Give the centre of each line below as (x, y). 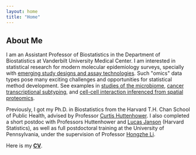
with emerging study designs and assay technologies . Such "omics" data (94, 73)
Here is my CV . (24, 146)
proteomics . (20, 98)
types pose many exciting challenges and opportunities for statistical (89, 80)
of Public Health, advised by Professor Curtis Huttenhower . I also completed (98, 116)
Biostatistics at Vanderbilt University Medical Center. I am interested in (91, 61)
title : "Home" (23, 17)
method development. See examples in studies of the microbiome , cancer (95, 86)
